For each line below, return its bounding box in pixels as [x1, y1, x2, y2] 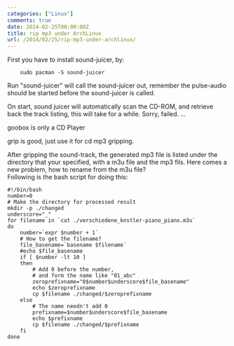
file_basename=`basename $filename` [20, 242, 128, 249]
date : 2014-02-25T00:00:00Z [7, 23, 90, 30]
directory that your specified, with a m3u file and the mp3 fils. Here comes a [7, 158, 228, 167]
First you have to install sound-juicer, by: [7, 55, 125, 64]
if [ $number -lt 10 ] [20, 254, 86, 261]
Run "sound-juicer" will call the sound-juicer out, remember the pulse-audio [7, 81, 227, 90]
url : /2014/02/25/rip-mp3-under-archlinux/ [7, 36, 137, 43]
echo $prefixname [32, 315, 83, 322]
